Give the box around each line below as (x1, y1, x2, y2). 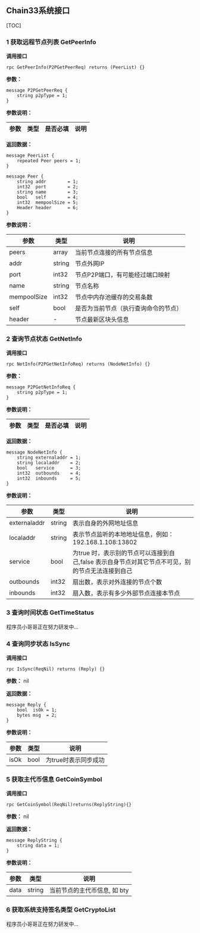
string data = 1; (17, 842, 60, 849)
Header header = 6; (17, 205, 79, 211)
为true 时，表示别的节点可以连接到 (72, 549, 169, 557)
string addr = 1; (17, 179, 79, 185)
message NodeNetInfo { (6, 449, 62, 456)
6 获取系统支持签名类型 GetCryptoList (6, 906, 116, 914)
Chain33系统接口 (6, 5, 70, 16)
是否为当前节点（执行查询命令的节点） (75, 304, 183, 313)
